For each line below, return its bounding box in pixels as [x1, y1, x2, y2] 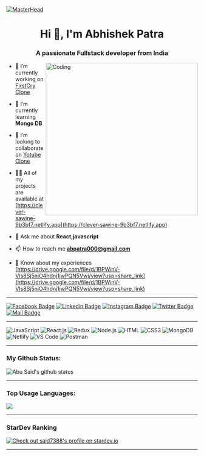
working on [15, 76, 44, 83]
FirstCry [15, 82, 36, 90]
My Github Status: [6, 354, 61, 363]
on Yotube [15, 151, 41, 159]
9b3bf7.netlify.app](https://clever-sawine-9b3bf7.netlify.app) [15, 221, 168, 229]
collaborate [15, 144, 44, 152]
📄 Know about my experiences [15, 259, 92, 266]
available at [15, 195, 44, 202]
